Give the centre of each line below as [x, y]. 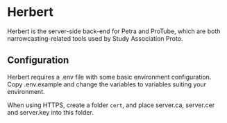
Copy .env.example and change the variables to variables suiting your [107, 84]
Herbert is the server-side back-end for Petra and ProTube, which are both [114, 31]
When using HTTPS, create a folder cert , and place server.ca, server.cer [111, 105]
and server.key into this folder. [50, 112]
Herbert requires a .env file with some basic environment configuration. [109, 77]
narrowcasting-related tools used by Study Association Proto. [95, 38]
